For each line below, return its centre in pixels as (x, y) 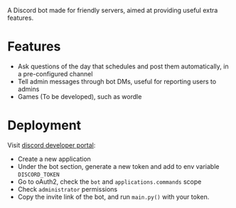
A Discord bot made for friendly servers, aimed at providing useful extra (113, 10)
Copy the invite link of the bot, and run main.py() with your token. (113, 197)
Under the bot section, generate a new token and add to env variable (118, 166)
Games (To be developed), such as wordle (80, 96)
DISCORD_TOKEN (38, 175)
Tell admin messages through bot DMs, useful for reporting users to (117, 81)
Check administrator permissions (68, 189)
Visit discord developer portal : (52, 145)
